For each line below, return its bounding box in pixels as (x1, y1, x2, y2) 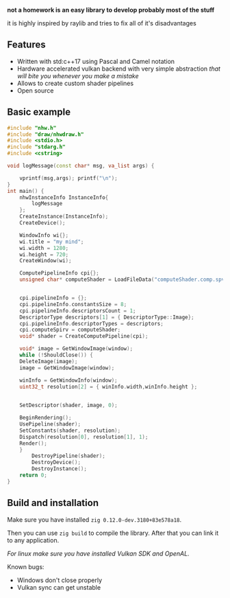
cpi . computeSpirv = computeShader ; (19, 326, 121, 334)
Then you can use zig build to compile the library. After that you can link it (7, 529, 219, 537)
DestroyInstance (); (31, 465, 88, 472)
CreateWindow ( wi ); (19, 257, 72, 264)
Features (7, 39, 46, 51)
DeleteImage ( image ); (19, 358, 78, 365)
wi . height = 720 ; (19, 251, 69, 258)
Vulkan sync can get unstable (16, 583, 101, 591)
